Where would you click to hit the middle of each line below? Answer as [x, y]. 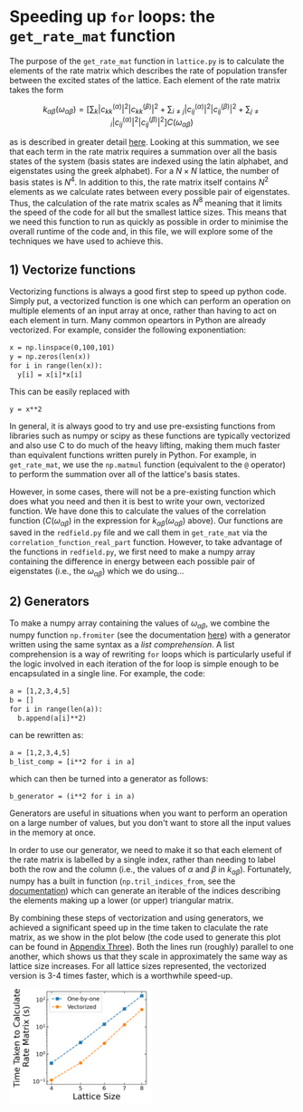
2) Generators [50, 601]
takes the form [37, 90]
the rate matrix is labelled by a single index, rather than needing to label [142, 860]
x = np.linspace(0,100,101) [62, 347]
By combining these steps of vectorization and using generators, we [137, 917]
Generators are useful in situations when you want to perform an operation [148, 813]
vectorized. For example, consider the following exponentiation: [128, 330]
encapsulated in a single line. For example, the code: [107, 674]
